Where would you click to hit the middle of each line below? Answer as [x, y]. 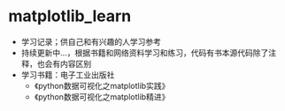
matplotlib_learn [70, 16]
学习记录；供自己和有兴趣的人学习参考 [91, 41]
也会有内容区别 [64, 63]
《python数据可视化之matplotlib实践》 [102, 85]
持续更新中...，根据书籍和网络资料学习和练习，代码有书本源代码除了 [145, 52]
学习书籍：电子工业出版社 [68, 74]
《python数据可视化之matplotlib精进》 [102, 96]
